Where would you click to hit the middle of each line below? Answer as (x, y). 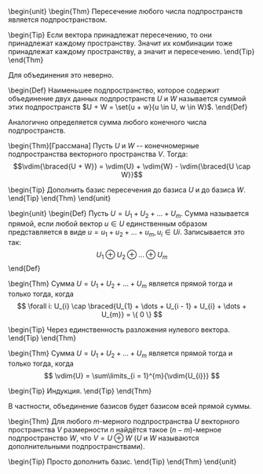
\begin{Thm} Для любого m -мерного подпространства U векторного (124, 421)
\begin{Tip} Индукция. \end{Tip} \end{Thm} (80, 391)
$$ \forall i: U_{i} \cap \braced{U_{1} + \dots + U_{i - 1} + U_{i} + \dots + (132, 306)
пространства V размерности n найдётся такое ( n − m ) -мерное (115, 429)
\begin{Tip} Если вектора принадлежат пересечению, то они (110, 35)
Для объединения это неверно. (61, 75)
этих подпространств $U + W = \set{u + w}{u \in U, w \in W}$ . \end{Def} (128, 107)
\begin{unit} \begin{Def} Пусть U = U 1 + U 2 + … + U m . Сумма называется (129, 214)
